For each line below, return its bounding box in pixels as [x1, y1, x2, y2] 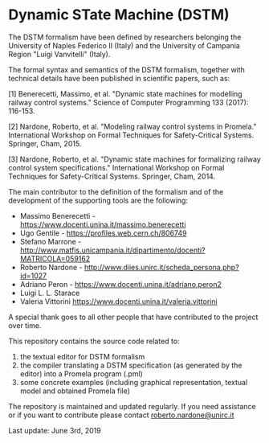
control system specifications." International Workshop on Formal [8, 162, 225, 172]
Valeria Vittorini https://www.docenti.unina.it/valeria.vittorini [19, 296, 218, 306]
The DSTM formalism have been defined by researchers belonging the [8, 32, 242, 42]
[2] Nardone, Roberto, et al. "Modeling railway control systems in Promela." [8, 121, 257, 131]
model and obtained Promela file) [19, 386, 131, 396]
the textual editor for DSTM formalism [19, 351, 145, 361]
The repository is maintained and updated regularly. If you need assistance [8, 401, 256, 411]
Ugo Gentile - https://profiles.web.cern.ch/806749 [19, 228, 187, 238]
